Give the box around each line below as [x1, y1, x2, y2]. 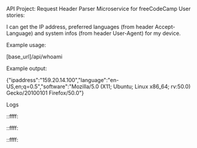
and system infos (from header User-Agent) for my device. [34, 30, 181, 37]
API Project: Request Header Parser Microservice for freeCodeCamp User [6, 5, 191, 12]
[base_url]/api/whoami [6, 53, 62, 60]
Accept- [155, 24, 176, 30]
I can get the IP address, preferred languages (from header [6, 24, 154, 30]
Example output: [6, 65, 47, 72]
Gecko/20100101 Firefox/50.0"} [6, 89, 84, 96]
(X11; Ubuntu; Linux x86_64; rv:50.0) [100, 83, 191, 90]
